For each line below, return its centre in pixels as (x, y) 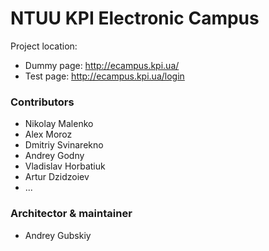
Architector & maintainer (71, 214)
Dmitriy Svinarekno (64, 145)
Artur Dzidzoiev (57, 177)
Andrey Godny (54, 156)
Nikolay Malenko (59, 124)
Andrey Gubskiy (58, 235)
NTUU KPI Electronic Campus (135, 18)
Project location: (44, 46)
